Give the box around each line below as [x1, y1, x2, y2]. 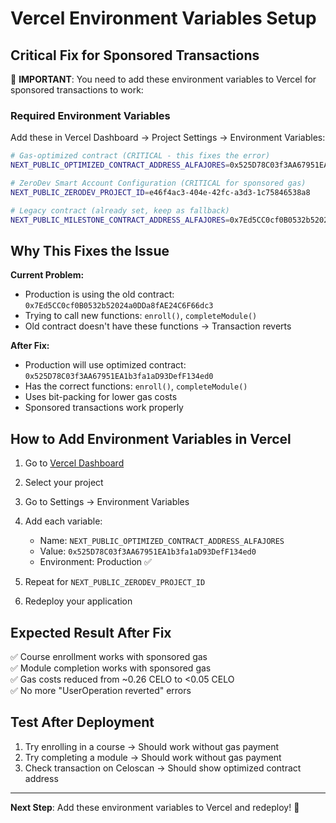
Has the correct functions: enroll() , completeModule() [24, 380, 248, 392]
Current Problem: [10, 269, 85, 281]
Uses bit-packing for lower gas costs [24, 391, 178, 403]
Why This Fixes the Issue [10, 242, 170, 259]
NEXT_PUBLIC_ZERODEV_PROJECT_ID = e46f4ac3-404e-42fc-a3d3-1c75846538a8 [10, 187, 311, 197]
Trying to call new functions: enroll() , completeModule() [24, 310, 258, 322]
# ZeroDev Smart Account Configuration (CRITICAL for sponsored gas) [10, 178, 307, 189]
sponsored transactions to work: [10, 84, 144, 96]
